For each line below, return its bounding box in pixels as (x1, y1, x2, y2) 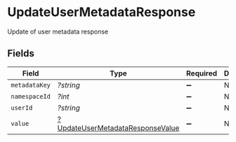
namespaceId (11, 92, 51, 100)
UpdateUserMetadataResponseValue (57, 123, 180, 133)
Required (185, 68, 218, 78)
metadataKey (11, 81, 51, 89)
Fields (7, 48, 35, 59)
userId (11, 104, 33, 112)
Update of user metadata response (7, 27, 109, 36)
